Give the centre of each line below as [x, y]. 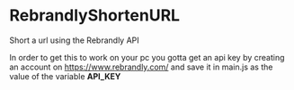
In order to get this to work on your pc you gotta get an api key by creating [147, 57]
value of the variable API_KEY [65, 76]
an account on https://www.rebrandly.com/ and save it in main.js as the [141, 67]
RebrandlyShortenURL [95, 16]
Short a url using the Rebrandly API [74, 40]
